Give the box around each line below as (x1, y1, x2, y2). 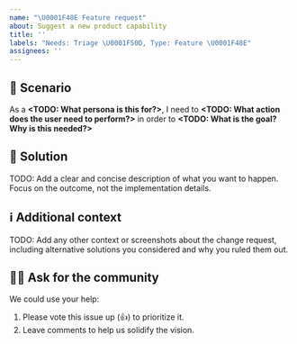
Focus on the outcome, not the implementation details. (9, 182, 211, 194)
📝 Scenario (9, 80, 72, 95)
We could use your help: (9, 294, 100, 304)
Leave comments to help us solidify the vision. (22, 325, 195, 336)
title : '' (9, 30, 47, 39)
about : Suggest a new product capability (9, 22, 167, 31)
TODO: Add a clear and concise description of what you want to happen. (9, 173, 279, 184)
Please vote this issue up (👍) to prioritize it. (22, 312, 184, 322)
